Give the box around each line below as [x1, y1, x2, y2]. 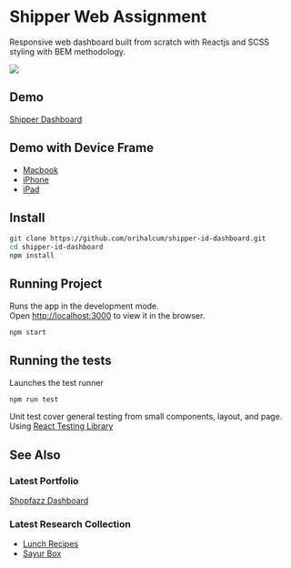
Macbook [22, 164, 59, 175]
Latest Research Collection [9, 517, 132, 530]
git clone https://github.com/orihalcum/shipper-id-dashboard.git [9, 234, 266, 243]
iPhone [22, 174, 50, 185]
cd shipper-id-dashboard [9, 243, 104, 252]
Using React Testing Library [9, 421, 114, 431]
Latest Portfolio [9, 474, 79, 487]
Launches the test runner [9, 377, 105, 388]
